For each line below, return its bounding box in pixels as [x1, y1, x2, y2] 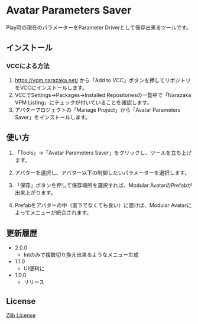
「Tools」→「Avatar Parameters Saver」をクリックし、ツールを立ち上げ [14, 149, 192, 157]
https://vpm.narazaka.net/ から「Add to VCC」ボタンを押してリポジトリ [14, 76, 191, 83]
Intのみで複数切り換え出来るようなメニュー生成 [23, 251, 139, 258]
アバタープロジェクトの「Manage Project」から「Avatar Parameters [14, 106, 181, 113]
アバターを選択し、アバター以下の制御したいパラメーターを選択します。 [14, 169, 190, 176]
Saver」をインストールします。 [14, 114, 90, 121]
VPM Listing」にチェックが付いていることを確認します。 [14, 99, 152, 106]
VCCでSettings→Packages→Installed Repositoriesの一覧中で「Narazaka [14, 91, 191, 98]
